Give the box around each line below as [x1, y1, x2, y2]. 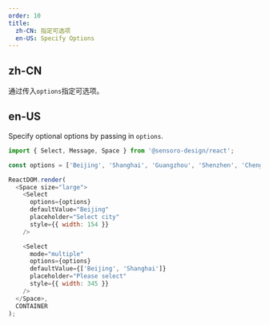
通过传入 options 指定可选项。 [8, 86, 104, 96]
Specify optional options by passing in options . [8, 131, 164, 140]
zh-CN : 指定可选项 [15, 26, 70, 35]
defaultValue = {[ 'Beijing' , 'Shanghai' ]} [29, 265, 167, 273]
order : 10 [8, 11, 42, 20]
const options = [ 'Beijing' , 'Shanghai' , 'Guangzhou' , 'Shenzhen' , [8, 161, 239, 169]
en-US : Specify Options [15, 34, 94, 43]
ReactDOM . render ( [8, 176, 66, 184]
